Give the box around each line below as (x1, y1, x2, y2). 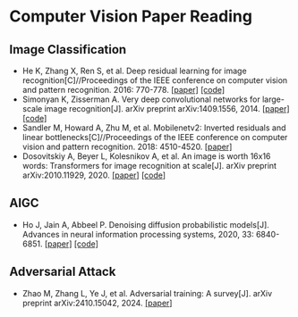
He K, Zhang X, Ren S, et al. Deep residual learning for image (21, 65, 248, 76)
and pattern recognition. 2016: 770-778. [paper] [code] (21, 85, 226, 95)
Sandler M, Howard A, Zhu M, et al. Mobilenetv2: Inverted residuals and (21, 122, 286, 133)
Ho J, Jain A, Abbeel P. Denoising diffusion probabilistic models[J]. (21, 219, 270, 229)
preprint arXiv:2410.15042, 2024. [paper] (21, 297, 173, 308)
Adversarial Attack (9, 264, 116, 279)
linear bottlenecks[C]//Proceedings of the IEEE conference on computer (21, 132, 288, 142)
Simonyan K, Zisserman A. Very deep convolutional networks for (21, 94, 261, 104)
